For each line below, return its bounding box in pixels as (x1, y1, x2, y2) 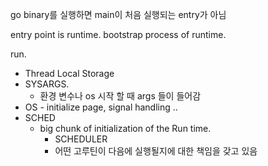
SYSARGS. (24, 78, 70, 90)
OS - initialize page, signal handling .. (24, 101, 178, 113)
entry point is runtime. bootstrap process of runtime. (10, 29, 227, 40)
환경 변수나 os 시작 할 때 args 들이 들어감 (39, 90, 202, 102)
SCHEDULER (54, 133, 108, 145)
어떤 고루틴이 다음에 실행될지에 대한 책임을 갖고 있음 (54, 145, 258, 157)
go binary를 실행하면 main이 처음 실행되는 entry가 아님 (10, 9, 227, 20)
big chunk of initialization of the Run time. (39, 123, 212, 134)
